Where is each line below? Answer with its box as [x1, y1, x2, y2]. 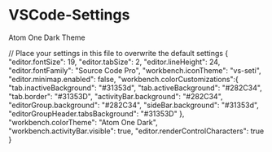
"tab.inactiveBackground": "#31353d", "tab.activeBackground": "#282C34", [8, 83, 262, 93]
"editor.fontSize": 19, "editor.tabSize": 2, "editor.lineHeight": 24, [8, 57, 221, 67]
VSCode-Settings [8, 6, 130, 24]
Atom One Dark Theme [8, 33, 86, 42]
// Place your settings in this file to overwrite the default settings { [8, 48, 229, 58]
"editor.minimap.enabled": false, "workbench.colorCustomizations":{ [8, 74, 239, 84]
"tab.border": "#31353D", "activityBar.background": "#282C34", [8, 91, 223, 101]
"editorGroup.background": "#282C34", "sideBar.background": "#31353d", [8, 100, 259, 110]
